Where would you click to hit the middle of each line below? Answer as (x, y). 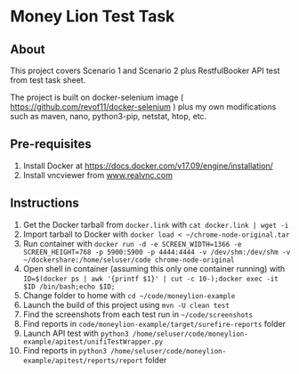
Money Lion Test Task (93, 16)
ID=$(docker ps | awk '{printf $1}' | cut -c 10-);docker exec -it (150, 279)
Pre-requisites (51, 144)
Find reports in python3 (65, 350)
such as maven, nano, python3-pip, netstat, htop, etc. (109, 116)
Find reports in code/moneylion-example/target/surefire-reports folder (154, 323)
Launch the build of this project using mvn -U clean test (126, 305)
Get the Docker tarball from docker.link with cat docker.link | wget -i (156, 224)
